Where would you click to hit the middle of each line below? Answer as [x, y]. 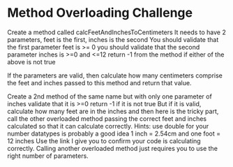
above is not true [31, 61]
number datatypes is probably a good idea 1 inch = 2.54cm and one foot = [114, 133]
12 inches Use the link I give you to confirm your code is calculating [104, 140]
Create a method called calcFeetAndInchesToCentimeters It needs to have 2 [117, 32]
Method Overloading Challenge [100, 13]
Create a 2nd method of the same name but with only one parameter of [110, 96]
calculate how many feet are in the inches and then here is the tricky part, [113, 111]
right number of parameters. [48, 156]
